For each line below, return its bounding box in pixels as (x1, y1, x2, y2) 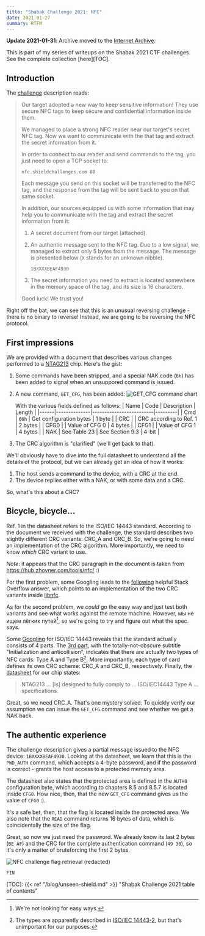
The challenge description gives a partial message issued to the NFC (6, 746, 180, 753)
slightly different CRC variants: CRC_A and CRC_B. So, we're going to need (6, 535, 194, 542)
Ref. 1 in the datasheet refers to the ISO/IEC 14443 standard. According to (6, 522, 191, 529)
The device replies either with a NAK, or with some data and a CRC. (15, 477, 185, 484)
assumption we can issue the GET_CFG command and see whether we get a (6, 706, 193, 713)
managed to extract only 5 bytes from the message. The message (30, 248, 196, 255)
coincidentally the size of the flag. (6, 821, 92, 829)
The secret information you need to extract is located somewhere (30, 277, 195, 284)
